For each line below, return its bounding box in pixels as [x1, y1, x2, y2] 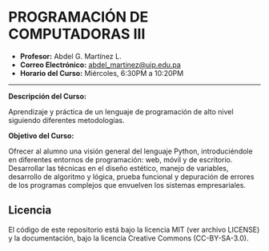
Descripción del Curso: [8, 91, 86, 101]
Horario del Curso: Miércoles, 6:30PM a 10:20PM [19, 68, 184, 78]
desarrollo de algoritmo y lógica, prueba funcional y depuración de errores [8, 172, 255, 181]
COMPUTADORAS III [8, 25, 146, 43]
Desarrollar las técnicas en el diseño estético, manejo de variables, [8, 163, 229, 173]
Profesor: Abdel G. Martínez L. [19, 51, 122, 61]
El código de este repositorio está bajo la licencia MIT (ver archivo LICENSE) [8, 225, 260, 234]
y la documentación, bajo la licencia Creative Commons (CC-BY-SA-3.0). [8, 233, 250, 243]
